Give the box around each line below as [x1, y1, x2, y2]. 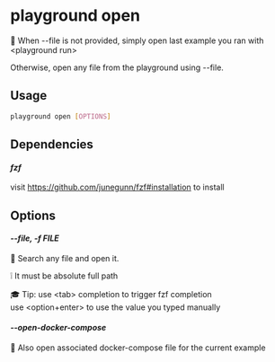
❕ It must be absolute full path [10, 270, 119, 281]
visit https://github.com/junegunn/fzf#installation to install [10, 181, 225, 193]
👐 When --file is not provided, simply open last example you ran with [10, 35, 264, 46]
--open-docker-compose [10, 322, 107, 333]
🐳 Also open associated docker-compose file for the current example [10, 342, 266, 353]
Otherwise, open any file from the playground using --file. [10, 62, 224, 73]
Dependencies [10, 137, 93, 153]
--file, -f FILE [10, 233, 59, 243]
